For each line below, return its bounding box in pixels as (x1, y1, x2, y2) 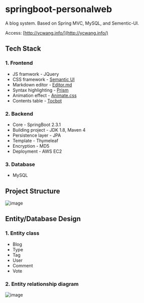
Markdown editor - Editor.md (12, 81, 72, 87)
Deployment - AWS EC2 (12, 148, 62, 154)
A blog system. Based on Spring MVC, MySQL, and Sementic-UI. (5, 20, 139, 26)
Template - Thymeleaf (12, 137, 59, 144)
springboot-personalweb (5, 4, 112, 15)
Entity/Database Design (5, 215, 81, 223)
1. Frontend (5, 59, 33, 66)
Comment (12, 262, 33, 268)
